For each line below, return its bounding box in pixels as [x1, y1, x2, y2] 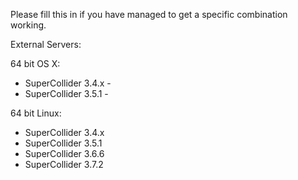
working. [10, 19, 47, 31]
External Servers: [10, 39, 82, 50]
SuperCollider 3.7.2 [24, 159, 104, 170]
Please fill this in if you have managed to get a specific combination [10, 9, 288, 20]
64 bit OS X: [10, 58, 61, 69]
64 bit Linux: [10, 107, 62, 119]
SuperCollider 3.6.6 [24, 148, 105, 159]
